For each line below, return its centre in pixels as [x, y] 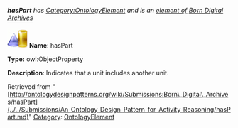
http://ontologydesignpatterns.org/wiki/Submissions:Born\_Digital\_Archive [119, 94]
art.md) [18, 117]
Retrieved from [29, 87]
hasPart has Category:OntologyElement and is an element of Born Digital [115, 10]
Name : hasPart [51, 45]
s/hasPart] [22, 102]
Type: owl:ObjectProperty [45, 59]
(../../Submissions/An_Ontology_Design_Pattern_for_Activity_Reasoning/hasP [119, 109]
